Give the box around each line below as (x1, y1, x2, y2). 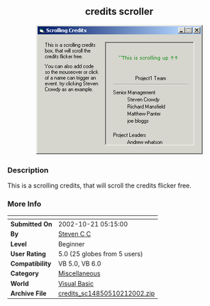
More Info (7, 199, 42, 209)
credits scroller (84, 6, 154, 18)
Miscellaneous (57, 269, 101, 278)
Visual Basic (57, 279, 94, 288)
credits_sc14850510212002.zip (57, 289, 155, 297)
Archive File (10, 289, 47, 297)
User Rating (10, 249, 46, 258)
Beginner (57, 239, 85, 248)
